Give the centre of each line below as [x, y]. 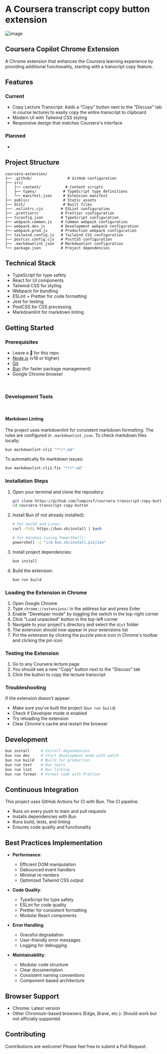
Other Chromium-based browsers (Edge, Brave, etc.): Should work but [84, 1013]
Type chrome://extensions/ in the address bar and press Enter [76, 608]
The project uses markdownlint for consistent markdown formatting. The [80, 430]
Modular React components [48, 916]
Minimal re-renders [40, 875]
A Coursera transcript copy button [78, 9]
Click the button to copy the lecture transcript [59, 675]
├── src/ [14, 183]
